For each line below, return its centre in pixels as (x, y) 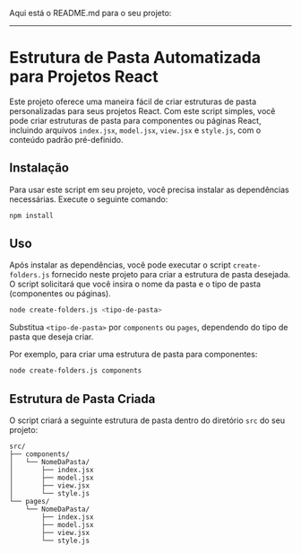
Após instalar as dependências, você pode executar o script (120, 265)
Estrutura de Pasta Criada (82, 399)
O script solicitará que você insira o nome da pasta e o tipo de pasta (135, 284)
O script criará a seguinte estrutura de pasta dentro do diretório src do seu (147, 420)
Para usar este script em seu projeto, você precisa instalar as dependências (149, 189)
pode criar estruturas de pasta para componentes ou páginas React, (135, 120)
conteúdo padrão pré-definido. (66, 139)
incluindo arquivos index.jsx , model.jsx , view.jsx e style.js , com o (135, 130)
